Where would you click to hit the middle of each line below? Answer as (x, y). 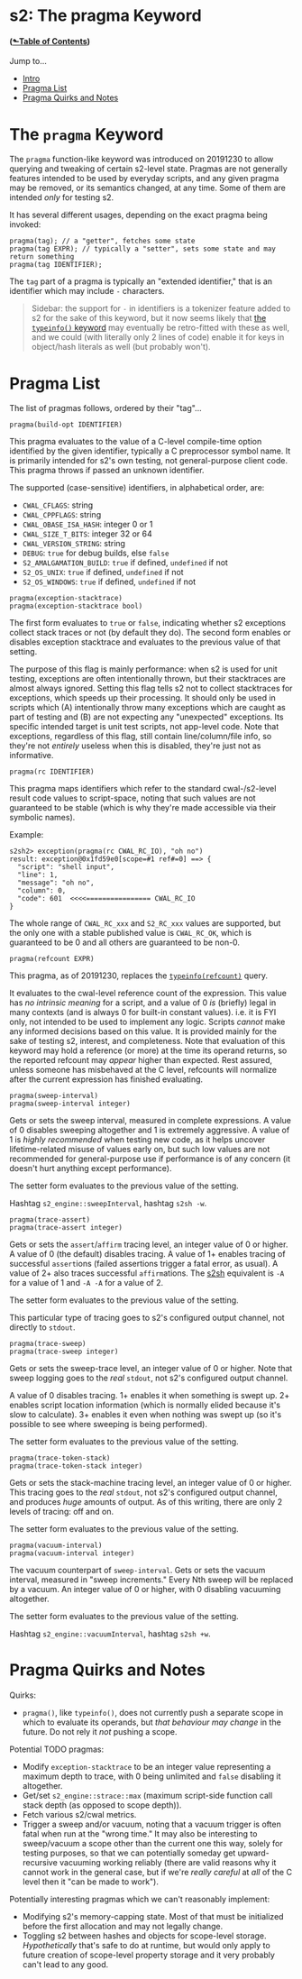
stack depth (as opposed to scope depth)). (102, 1805)
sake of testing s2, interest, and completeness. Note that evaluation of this (147, 1041)
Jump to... (28, 61)
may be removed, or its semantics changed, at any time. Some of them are (148, 188)
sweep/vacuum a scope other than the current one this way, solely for (152, 1844)
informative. (32, 756)
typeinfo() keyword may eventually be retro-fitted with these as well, (160, 328)
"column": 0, (42, 891)
